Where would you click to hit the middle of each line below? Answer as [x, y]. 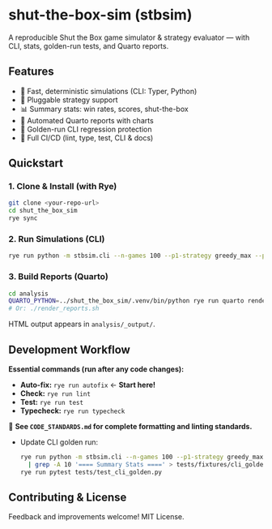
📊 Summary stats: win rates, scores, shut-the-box [104, 109]
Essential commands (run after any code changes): [96, 369]
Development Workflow [70, 349]
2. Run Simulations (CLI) [57, 239]
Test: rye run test [51, 402]
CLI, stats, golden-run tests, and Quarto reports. [89, 45]
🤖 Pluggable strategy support [69, 100]
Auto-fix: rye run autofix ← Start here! [88, 385]
